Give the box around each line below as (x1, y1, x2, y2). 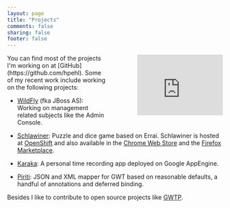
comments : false (7, 23, 53, 29)
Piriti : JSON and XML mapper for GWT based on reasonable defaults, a (16, 172, 218, 181)
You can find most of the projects (7, 54, 101, 62)
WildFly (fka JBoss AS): (16, 96, 84, 105)
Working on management (16, 104, 89, 112)
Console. (16, 118, 43, 127)
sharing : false (7, 29, 51, 36)
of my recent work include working (7, 76, 106, 84)
